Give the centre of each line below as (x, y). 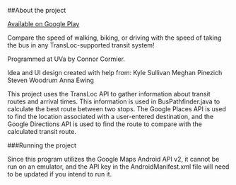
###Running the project (42, 145)
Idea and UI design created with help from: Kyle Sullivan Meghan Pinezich (115, 73)
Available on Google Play (43, 24)
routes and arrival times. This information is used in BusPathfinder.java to (114, 101)
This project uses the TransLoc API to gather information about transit (109, 94)
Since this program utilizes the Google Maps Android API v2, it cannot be (113, 159)
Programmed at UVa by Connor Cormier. (66, 59)
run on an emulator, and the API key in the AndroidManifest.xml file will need (118, 167)
